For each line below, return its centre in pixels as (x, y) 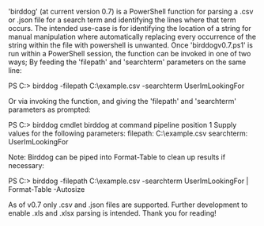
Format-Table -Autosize (47, 189)
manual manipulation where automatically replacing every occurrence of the (132, 36)
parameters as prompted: (49, 109)
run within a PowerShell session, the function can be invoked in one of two (130, 54)
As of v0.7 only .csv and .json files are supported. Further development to (128, 205)
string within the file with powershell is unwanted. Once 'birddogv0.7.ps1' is (130, 45)
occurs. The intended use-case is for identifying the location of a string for (130, 28)
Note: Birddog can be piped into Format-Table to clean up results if (117, 157)
